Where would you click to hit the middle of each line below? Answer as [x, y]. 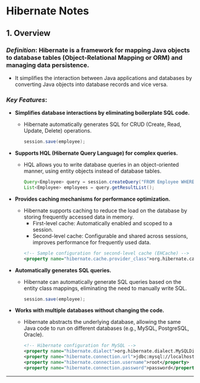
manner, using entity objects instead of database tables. [93, 171]
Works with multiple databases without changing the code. [90, 310]
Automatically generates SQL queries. [63, 270]
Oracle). [33, 335]
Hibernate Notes [48, 11]
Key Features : [27, 100]
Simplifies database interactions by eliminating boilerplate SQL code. [102, 113]
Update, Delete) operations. [58, 131]
